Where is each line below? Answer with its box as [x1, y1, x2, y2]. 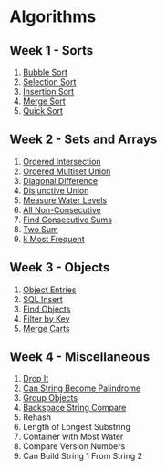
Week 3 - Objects [9, 260, 110, 275]
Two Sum [22, 223, 59, 234]
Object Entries [22, 284, 77, 295]
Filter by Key [22, 312, 70, 324]
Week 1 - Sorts [9, 43, 94, 58]
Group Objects [22, 393, 78, 404]
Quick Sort [22, 106, 64, 116]
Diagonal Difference [22, 175, 99, 186]
